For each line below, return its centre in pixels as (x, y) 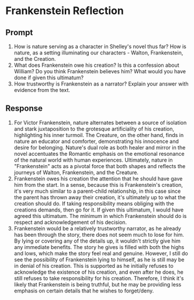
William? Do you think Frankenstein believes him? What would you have (100, 71)
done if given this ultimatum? (49, 78)
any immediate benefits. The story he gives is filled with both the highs (99, 247)
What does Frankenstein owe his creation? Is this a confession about (96, 65)
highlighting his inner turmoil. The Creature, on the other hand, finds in (99, 135)
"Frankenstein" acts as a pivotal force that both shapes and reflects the (100, 166)
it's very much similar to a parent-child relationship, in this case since (97, 191)
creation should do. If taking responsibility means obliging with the (94, 203)
